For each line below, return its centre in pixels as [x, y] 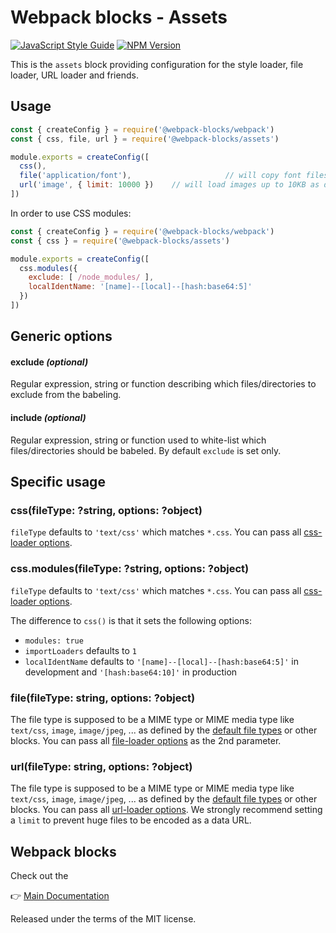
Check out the [39, 876]
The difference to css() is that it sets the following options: [131, 620]
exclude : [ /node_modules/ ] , [91, 277]
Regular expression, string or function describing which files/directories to [163, 384]
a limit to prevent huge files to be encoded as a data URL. [131, 820]
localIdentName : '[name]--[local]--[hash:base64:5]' [140, 287]
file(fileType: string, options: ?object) [103, 698]
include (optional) [48, 418]
